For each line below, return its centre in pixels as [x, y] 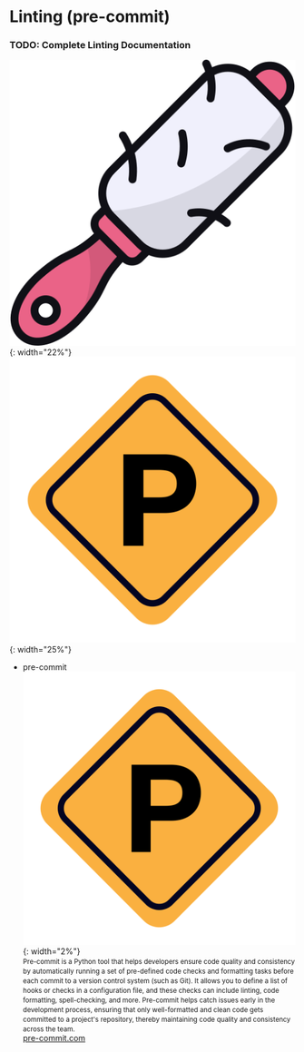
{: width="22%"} [41, 352]
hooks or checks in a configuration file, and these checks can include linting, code [151, 990]
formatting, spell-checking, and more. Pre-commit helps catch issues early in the [149, 1000]
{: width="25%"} [41, 650]
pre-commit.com [54, 1037]
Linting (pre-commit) [90, 17]
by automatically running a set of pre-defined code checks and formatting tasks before [158, 971]
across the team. [49, 1029]
